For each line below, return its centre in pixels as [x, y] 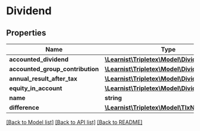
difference [24, 108]
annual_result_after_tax [43, 79]
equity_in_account [36, 88]
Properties [26, 33]
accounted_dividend [39, 59]
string [113, 98]
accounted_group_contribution [54, 69]
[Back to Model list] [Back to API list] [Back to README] [74, 122]
